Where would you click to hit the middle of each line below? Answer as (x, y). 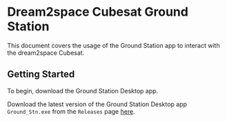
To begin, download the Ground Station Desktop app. (83, 90)
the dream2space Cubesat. (46, 53)
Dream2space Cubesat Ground (98, 12)
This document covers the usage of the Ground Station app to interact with (113, 45)
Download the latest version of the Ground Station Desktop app (97, 104)
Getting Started (41, 74)
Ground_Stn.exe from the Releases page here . (71, 111)
